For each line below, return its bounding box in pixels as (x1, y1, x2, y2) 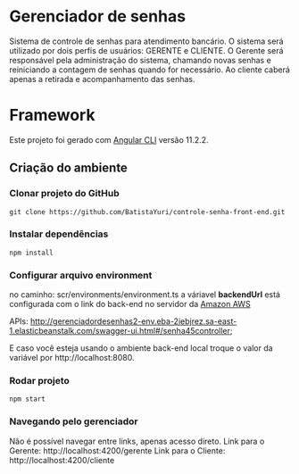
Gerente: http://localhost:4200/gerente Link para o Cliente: (9, 445, 226, 456)
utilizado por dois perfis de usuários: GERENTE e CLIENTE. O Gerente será (9, 45, 284, 55)
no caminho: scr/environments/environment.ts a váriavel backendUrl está (9, 289, 281, 300)
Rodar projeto (9, 375, 70, 387)
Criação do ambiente (9, 161, 128, 176)
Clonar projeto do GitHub (9, 187, 120, 200)
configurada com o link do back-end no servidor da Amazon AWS (9, 299, 252, 310)
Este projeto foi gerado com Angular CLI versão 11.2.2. (9, 134, 209, 145)
